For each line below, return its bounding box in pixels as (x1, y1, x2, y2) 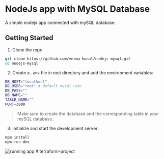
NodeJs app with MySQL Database (5, 3, 150, 15)
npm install (5, 135, 29, 140)
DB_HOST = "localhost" (5, 79, 48, 84)
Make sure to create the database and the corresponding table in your (17, 111, 159, 116)
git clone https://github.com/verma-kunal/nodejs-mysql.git (5, 56, 131, 61)
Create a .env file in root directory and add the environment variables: (12, 69, 154, 75)
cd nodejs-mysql (5, 61, 38, 66)
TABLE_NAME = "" (5, 97, 34, 102)
